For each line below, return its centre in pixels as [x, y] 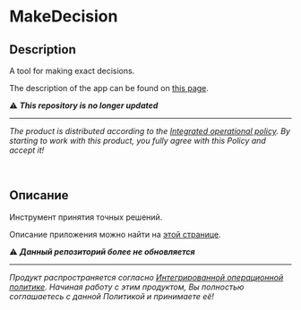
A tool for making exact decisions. [72, 71]
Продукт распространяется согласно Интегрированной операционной [146, 277]
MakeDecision [64, 17]
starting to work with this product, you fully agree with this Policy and [138, 141]
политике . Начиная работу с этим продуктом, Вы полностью [127, 287]
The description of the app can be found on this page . [109, 88]
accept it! [27, 150]
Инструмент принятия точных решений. [86, 217]
